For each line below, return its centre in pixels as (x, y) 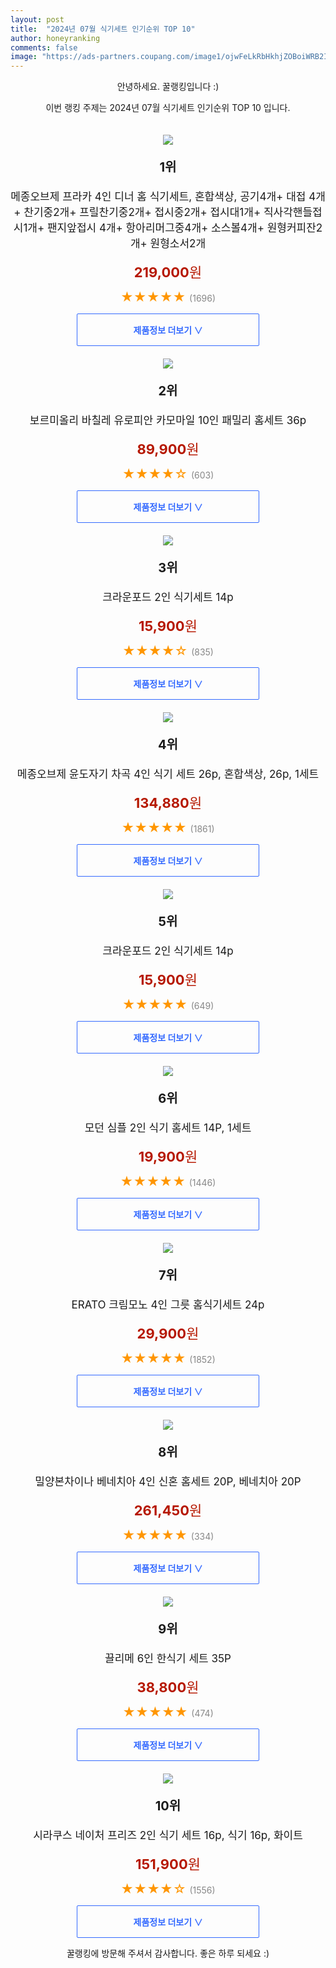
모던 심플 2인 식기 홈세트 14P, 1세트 (168, 1128)
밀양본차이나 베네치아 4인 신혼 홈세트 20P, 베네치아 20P (168, 1482)
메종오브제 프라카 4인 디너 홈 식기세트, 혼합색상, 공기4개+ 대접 (158, 197)
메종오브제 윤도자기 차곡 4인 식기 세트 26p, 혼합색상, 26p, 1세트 (168, 774)
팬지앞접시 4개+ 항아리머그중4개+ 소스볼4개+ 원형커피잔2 (184, 228)
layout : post (37, 19)
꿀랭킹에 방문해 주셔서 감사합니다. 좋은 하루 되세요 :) (168, 1953)
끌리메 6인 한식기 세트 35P (168, 1659)
